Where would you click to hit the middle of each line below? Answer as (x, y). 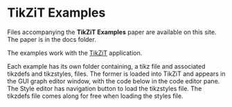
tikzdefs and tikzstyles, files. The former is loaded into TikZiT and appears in (116, 74)
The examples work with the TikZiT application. (75, 53)
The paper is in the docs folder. (52, 39)
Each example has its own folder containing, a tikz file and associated (106, 66)
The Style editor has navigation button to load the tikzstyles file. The (105, 88)
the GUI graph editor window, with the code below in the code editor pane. (114, 81)
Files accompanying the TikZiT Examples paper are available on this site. (112, 32)
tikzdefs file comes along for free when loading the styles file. (95, 96)
